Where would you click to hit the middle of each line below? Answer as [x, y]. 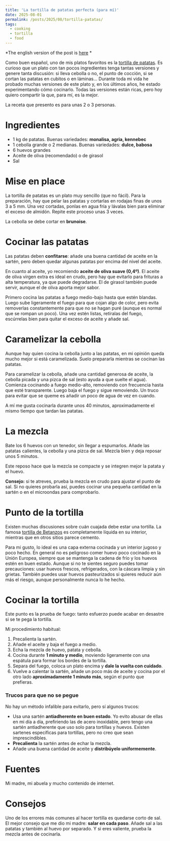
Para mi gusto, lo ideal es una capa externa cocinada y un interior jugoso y [83, 547]
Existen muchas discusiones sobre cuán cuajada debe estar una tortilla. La [83, 526]
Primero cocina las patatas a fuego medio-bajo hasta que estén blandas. [81, 297]
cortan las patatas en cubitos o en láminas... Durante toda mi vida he [77, 79]
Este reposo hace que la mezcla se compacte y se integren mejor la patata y [85, 466]
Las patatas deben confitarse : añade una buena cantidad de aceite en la [81, 256]
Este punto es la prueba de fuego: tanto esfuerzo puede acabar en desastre [84, 614]
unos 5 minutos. [22, 456]
